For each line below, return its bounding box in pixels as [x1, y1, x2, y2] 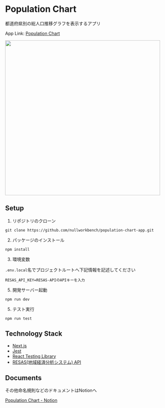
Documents [5, 373, 42, 382]
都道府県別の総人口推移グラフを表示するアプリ [5, 20, 101, 26]
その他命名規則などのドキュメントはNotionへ [5, 388, 97, 394]
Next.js [12, 343, 27, 349]
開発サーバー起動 [12, 287, 48, 293]
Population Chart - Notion [5, 398, 58, 404]
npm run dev [5, 296, 30, 302]
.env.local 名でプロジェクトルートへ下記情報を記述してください [5, 267, 136, 273]
